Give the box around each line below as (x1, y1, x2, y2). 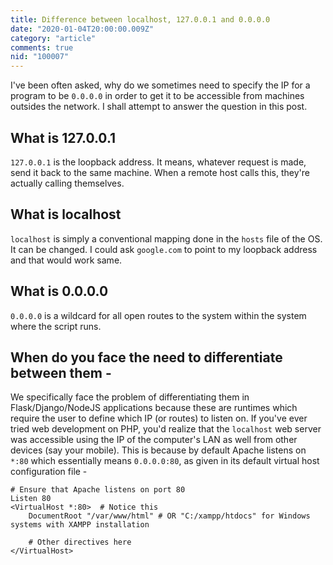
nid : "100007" (10, 52, 70, 62)
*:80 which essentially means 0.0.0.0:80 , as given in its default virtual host (10, 455, 320, 467)
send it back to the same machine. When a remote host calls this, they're (10, 166, 310, 178)
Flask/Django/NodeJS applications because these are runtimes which (10, 402, 298, 414)
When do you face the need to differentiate (10, 349, 283, 366)
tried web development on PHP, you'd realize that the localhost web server (10, 423, 322, 435)
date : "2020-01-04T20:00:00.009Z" (10, 24, 155, 34)
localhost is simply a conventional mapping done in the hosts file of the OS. (10, 232, 323, 245)
